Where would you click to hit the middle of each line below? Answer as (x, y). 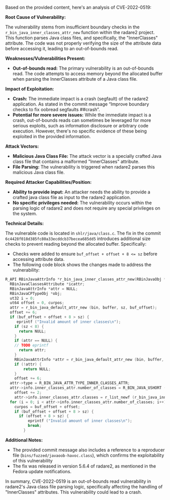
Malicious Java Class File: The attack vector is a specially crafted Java (87, 156)
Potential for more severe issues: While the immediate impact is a (82, 115)
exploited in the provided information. (52, 136)
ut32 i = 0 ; (23, 298)
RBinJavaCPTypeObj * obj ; (36, 293)
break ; (35, 426)
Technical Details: (25, 223)
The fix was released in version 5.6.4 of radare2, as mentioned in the (84, 466)
